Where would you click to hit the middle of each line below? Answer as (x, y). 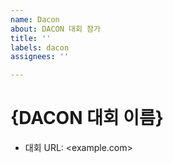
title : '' (31, 38)
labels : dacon (40, 47)
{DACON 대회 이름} (87, 118)
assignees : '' (40, 57)
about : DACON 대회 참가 (55, 29)
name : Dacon (35, 19)
